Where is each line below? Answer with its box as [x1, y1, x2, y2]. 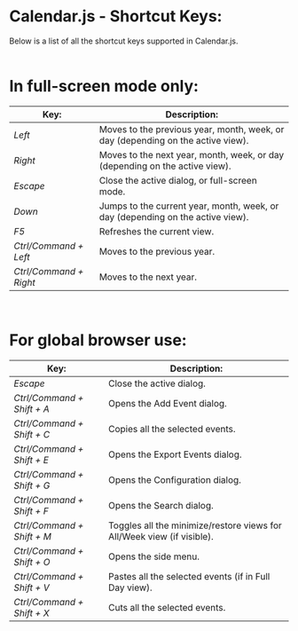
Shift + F [13, 504, 49, 517]
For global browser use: [9, 330, 188, 351]
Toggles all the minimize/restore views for [107, 519, 282, 532]
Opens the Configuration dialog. [107, 473, 242, 485]
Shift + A [13, 402, 51, 414]
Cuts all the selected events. [107, 601, 226, 613]
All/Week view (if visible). [107, 530, 215, 542]
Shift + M [13, 530, 51, 542]
